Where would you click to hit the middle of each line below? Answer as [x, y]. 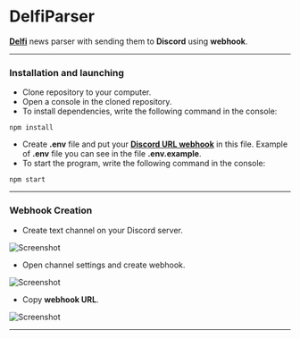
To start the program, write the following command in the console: [144, 164]
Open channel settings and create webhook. [104, 265]
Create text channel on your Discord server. [102, 230]
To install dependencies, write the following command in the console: [150, 111]
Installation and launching [67, 72]
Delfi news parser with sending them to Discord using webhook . [129, 41]
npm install [31, 128]
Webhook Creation [51, 210]
